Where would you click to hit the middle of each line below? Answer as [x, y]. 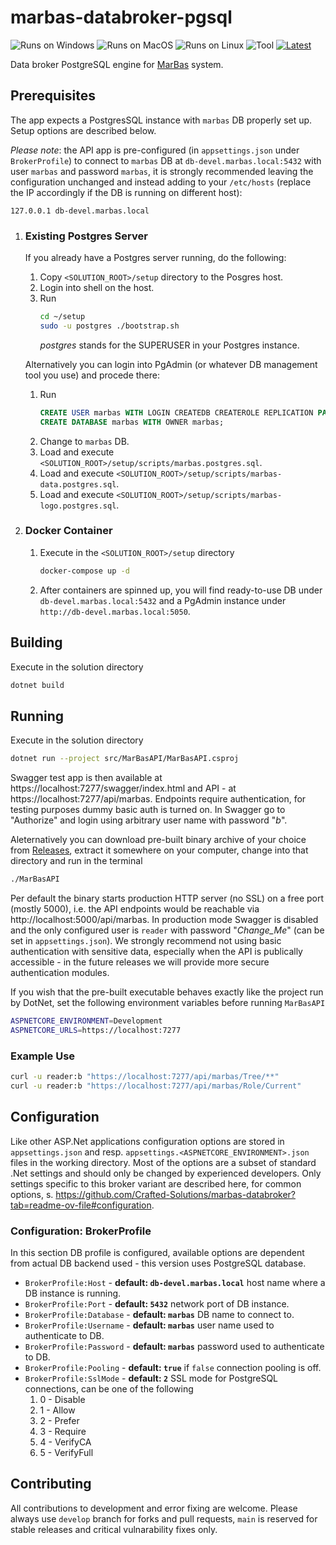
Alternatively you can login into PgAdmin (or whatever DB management [171, 364]
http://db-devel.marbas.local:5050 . [115, 611]
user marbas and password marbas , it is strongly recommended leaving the [162, 171]
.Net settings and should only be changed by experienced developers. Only [166, 1173]
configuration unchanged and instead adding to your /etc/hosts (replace [161, 182]
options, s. [32, 1194]
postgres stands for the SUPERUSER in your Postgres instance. [169, 345]
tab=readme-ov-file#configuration [81, 1205]
